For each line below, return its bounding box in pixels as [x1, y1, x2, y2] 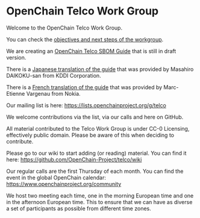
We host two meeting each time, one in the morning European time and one [6, 192, 194, 199]
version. [6, 54, 27, 61]
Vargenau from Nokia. [26, 90, 81, 97]
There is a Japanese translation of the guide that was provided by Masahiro [6, 65, 194, 73]
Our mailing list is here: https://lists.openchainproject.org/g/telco [6, 101, 167, 109]
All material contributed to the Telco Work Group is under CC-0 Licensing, [6, 125, 190, 132]
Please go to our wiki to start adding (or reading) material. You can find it [6, 149, 187, 157]
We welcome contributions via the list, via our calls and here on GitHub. [6, 113, 184, 120]
